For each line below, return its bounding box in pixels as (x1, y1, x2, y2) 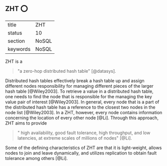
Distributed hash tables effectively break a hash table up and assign (5, 77, 145, 84)
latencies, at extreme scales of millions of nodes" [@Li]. (17, 135, 132, 141)
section (7, 37, 25, 44)
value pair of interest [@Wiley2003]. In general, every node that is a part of (5, 99, 160, 105)
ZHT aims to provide (5, 120, 47, 126)
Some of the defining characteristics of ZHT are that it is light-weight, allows (5, 145, 162, 151)
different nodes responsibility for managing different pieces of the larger (5, 83, 154, 89)
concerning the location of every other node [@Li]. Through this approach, (5, 115, 159, 121)
